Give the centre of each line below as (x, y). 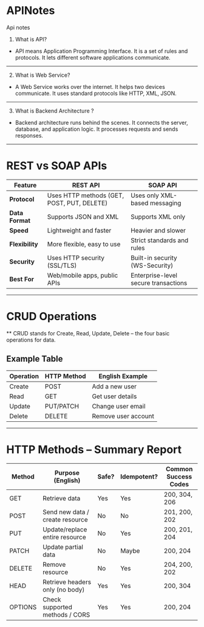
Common (179, 469)
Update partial (63, 547)
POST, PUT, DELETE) (77, 203)
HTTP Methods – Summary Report (94, 450)
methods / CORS (66, 614)
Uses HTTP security (76, 257)
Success (179, 477)
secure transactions (159, 282)
